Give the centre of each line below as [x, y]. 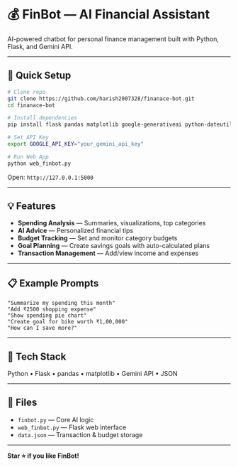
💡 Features [32, 206]
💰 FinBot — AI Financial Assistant [109, 15]
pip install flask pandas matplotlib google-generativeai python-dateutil [120, 125]
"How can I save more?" [42, 328]
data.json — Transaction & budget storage [80, 434]
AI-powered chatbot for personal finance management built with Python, [113, 39]
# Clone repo [27, 92]
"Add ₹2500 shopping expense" [52, 310]
